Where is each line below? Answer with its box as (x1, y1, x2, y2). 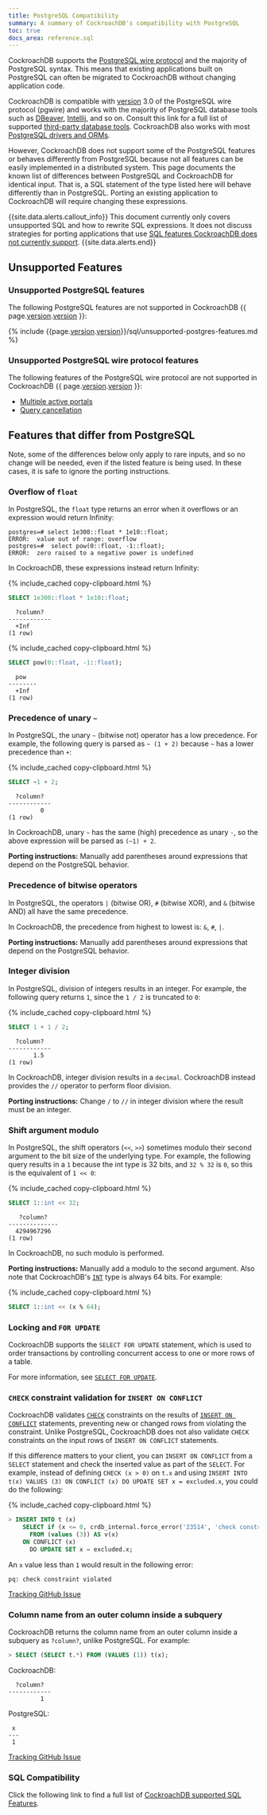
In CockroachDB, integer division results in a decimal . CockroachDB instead (8, 1072, 256, 1082)
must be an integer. (8, 1104, 72, 1114)
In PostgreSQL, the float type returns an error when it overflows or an (8, 504, 238, 514)
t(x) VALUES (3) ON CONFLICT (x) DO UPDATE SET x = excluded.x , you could (8, 1476, 258, 1486)
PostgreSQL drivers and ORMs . (8, 131, 110, 140)
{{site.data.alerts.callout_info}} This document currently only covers (8, 212, 230, 221)
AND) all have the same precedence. (8, 906, 129, 916)
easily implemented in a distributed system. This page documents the (8, 163, 236, 172)
